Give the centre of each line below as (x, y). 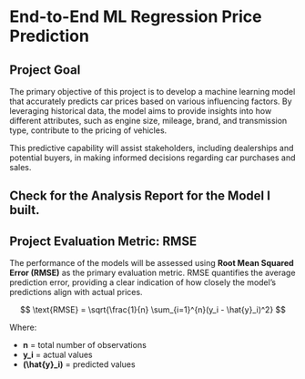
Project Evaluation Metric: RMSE (103, 241)
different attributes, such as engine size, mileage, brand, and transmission (148, 121)
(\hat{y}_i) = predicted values (79, 364)
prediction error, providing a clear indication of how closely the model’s (142, 282)
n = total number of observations (85, 345)
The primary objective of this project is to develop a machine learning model (152, 92)
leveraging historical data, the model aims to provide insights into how (141, 111)
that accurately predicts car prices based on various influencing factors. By (151, 101)
